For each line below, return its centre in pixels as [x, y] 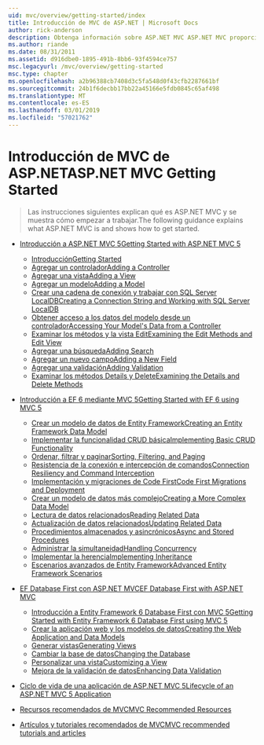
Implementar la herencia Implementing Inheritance [112, 556]
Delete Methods [57, 384]
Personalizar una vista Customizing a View [99, 662]
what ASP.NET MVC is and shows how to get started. [114, 228]
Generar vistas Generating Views [84, 645]
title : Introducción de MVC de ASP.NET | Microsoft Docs [103, 23]
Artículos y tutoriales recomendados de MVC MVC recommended [125, 725]
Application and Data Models [78, 637]
